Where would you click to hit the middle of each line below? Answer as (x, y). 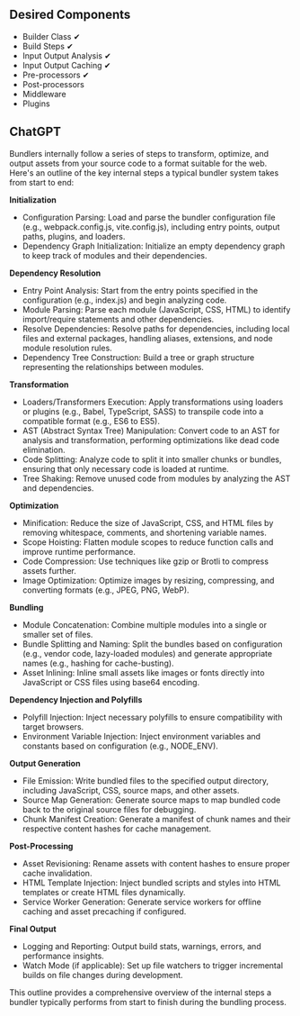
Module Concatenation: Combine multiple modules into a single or (145, 624)
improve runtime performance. (79, 551)
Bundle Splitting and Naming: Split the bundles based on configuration (152, 644)
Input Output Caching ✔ (66, 65)
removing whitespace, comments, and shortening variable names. (145, 532)
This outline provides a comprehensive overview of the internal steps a (141, 992)
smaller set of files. (57, 634)
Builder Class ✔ (51, 36)
